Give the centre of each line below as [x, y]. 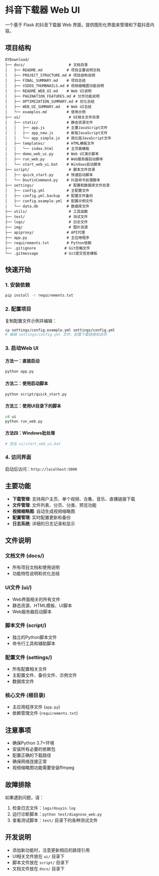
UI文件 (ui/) [18, 588]
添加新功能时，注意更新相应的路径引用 [51, 850]
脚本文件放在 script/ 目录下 [40, 862]
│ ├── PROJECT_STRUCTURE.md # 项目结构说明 [50, 75]
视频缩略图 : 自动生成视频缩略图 [43, 511]
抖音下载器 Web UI [42, 10]
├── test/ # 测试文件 [47, 217]
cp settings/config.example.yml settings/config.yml [60, 330]
